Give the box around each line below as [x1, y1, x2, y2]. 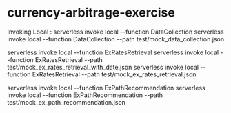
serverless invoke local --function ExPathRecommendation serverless [7, 83, 205, 92]
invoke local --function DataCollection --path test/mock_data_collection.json [7, 34, 225, 43]
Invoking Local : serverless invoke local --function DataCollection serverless [7, 28, 224, 36]
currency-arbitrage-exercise [7, 5, 176, 21]
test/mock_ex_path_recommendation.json [7, 98, 126, 106]
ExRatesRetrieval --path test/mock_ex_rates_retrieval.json [32, 70, 197, 79]
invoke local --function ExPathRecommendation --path [7, 91, 163, 99]
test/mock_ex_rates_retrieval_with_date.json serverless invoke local [7, 63, 199, 71]
